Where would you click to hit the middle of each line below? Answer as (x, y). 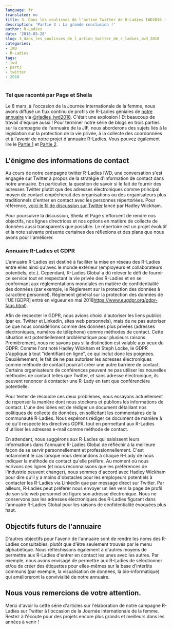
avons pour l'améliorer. (30, 237)
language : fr (19, 10)
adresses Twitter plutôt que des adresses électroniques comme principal (82, 189)
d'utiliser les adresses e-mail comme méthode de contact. (67, 429)
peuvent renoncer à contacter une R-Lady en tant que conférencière (78, 381)
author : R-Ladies (24, 29)
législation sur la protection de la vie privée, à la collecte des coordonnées (84, 134)
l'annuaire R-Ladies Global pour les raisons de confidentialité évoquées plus (86, 505)
